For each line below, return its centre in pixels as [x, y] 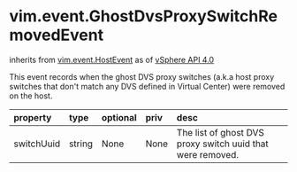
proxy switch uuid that [223, 144]
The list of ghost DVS [221, 132]
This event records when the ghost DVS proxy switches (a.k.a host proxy [142, 76]
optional [119, 117]
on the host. [31, 96]
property [33, 117]
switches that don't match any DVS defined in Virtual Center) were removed [147, 86]
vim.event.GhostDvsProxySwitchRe [144, 16]
